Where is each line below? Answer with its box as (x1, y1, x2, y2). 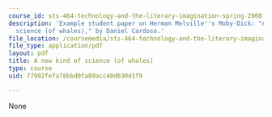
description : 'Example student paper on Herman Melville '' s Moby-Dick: (8, 19, 255, 27)
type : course (8, 65, 53, 73)
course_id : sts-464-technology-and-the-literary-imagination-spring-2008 (8, 11, 263, 20)
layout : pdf (8, 49, 49, 57)
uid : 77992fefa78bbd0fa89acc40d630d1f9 (8, 72, 143, 80)
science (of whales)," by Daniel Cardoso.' (15, 27, 164, 35)
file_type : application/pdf (8, 42, 104, 50)
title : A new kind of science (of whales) (8, 57, 154, 65)
